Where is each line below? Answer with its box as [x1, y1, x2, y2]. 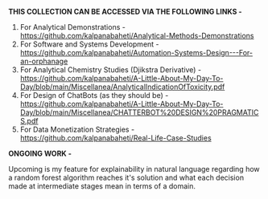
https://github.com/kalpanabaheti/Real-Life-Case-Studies [19, 133, 212, 143]
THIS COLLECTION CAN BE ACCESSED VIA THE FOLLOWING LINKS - [8, 7, 243, 16]
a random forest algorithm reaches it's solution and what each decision [8, 173, 244, 182]
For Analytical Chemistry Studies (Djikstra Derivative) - [19, 65, 202, 75]
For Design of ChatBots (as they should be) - [19, 91, 169, 99]
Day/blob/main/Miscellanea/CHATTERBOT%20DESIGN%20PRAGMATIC [19, 108, 259, 117]
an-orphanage [19, 56, 68, 66]
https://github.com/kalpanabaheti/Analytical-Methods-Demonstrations [19, 31, 254, 40]
